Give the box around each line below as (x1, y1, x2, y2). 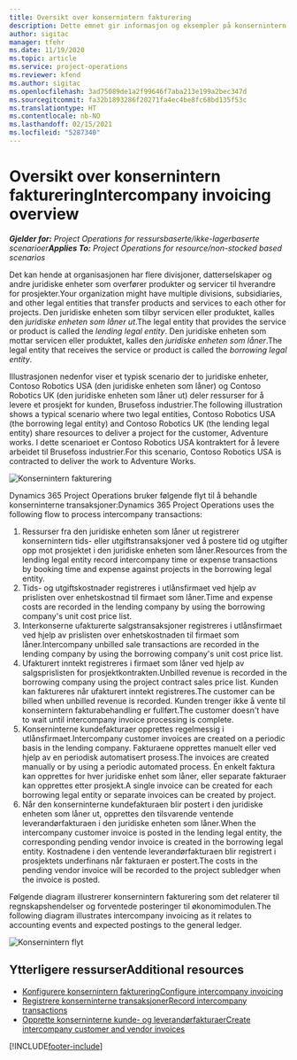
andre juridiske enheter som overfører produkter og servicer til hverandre (9, 278, 276, 289)
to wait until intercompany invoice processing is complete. (21, 714, 234, 724)
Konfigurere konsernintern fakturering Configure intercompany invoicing (21, 986, 284, 996)
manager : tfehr (9, 37, 65, 47)
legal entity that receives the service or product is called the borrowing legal (9, 344, 287, 355)
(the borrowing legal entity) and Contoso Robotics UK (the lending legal (9, 418, 270, 429)
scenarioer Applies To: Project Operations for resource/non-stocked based (9, 243, 283, 253)
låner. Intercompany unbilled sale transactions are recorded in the (21, 638, 260, 649)
